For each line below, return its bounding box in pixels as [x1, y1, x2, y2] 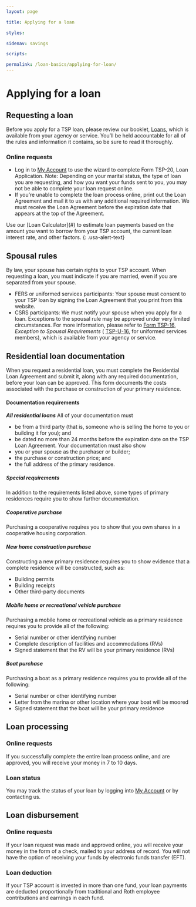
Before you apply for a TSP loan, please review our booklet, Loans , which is [6, 126, 189, 133]
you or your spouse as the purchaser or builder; [14, 448, 130, 455]
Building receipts [14, 582, 56, 589]
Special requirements [6, 474, 60, 481]
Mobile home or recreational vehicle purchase [6, 602, 121, 609]
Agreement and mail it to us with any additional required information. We [14, 197, 190, 204]
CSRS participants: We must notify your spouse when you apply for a [14, 309, 182, 316]
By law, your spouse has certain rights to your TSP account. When [6, 267, 166, 274]
